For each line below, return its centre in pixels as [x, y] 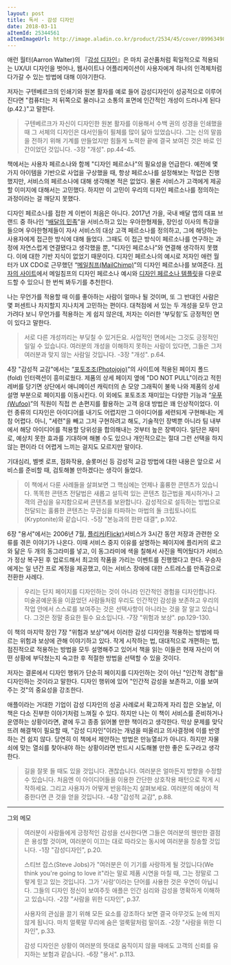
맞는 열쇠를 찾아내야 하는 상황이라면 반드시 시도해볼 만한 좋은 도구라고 [113, 748]
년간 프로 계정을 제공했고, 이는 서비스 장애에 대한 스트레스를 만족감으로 [127, 568]
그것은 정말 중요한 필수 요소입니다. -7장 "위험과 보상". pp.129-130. [122, 617]
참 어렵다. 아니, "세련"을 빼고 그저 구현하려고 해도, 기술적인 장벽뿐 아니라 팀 [108, 421]
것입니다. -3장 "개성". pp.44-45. [92, 150]
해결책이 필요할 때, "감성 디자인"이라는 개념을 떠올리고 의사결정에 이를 [113, 730]
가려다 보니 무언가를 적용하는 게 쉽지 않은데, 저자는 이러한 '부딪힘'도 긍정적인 [110, 314]
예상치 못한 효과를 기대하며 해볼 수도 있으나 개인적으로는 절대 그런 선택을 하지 [120, 438]
